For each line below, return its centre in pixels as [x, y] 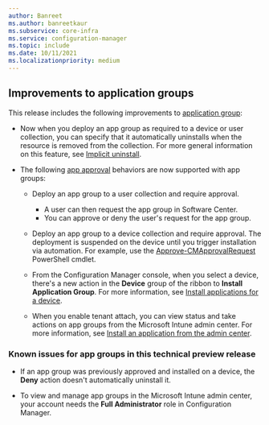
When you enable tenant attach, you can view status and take [134, 316]
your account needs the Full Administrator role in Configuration [125, 404]
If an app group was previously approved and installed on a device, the [137, 371]
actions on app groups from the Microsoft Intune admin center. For [142, 324]
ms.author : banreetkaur [48, 23]
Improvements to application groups [101, 93]
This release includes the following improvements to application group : [126, 113]
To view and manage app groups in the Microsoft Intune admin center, [136, 395]
